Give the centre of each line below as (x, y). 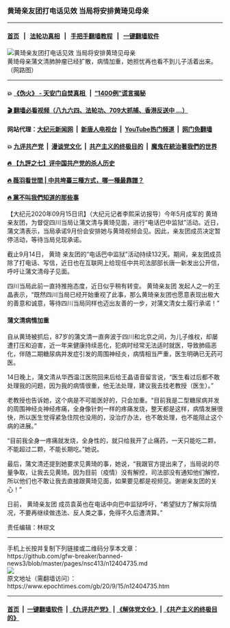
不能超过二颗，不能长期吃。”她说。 (55, 449)
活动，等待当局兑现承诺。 (49, 240)
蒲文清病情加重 (28, 320)
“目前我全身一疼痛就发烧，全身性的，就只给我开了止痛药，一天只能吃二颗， (114, 440)
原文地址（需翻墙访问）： (42, 579)
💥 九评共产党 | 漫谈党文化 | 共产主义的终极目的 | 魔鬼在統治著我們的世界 (112, 146)
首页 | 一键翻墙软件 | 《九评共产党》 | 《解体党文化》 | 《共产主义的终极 (110, 609)
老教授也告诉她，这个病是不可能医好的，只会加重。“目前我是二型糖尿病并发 (114, 401)
